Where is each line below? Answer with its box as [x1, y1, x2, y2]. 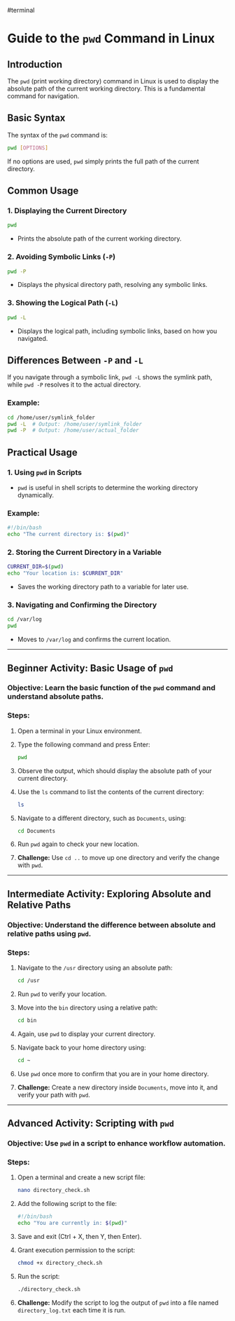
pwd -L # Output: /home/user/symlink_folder [7, 420, 142, 427]
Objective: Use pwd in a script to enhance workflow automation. [7, 1138, 226, 1148]
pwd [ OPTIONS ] [7, 144, 49, 152]
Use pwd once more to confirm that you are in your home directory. [17, 1069, 209, 1078]
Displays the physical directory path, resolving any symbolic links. [17, 281, 208, 289]
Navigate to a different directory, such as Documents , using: [17, 814, 187, 822]
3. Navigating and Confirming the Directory [7, 600, 157, 610]
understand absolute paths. [7, 692, 104, 702]
